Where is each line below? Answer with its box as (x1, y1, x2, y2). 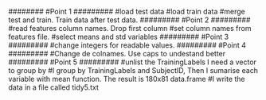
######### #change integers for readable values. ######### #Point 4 (8, 40, 247, 50)
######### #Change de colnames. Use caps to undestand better (8, 49, 226, 58)
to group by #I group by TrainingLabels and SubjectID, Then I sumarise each (8, 66, 259, 75)
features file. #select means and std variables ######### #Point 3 (8, 32, 229, 41)
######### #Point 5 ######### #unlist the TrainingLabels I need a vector (8, 57, 257, 67)
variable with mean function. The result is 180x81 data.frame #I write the (8, 75, 245, 83)
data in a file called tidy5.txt (8, 83, 100, 92)
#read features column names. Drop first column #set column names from (8, 24, 252, 33)
